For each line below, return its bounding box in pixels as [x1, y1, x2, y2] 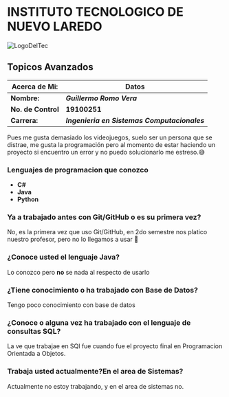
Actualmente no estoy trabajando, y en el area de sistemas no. [7, 382, 184, 390]
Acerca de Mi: [11, 82, 58, 91]
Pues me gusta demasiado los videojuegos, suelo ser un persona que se [7, 133, 213, 141]
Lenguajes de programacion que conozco [7, 165, 149, 174]
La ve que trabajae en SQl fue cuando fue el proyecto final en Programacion [7, 342, 223, 350]
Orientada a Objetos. [7, 350, 66, 358]
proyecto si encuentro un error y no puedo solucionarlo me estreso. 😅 [7, 148, 205, 156]
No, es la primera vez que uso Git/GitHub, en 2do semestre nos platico [7, 228, 208, 236]
